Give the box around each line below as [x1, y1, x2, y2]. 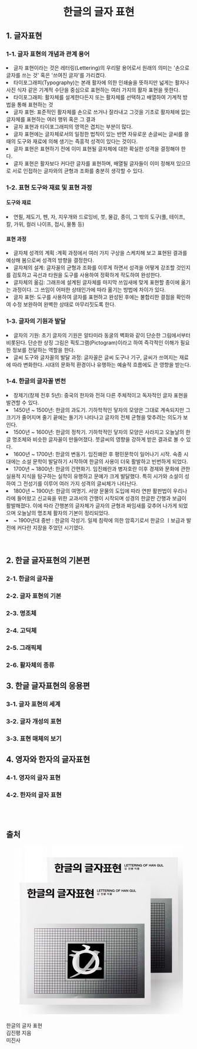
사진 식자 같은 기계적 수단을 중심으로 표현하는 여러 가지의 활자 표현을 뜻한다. [6, 86, 181, 93]
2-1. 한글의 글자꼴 [6, 575, 54, 583]
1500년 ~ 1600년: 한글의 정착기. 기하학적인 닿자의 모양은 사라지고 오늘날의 [14, 428, 185, 436]
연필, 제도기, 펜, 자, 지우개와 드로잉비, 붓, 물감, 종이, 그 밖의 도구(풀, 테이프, [14, 213, 185, 220]
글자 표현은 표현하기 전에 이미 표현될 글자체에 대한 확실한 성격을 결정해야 [14, 145, 180, 152]
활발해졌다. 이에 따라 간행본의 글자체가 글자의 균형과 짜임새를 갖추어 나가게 [6, 502, 178, 509]
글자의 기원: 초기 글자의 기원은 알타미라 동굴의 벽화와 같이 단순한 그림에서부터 [14, 331, 191, 338]
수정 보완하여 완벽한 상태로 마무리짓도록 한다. [12, 301, 116, 308]
